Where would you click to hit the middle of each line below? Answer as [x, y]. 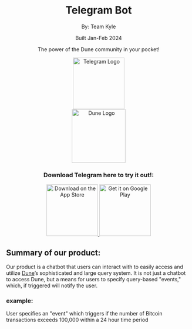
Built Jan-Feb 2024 [99, 38]
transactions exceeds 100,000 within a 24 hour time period [77, 320]
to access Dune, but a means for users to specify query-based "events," [93, 280]
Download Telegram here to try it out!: [99, 175]
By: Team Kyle [99, 26]
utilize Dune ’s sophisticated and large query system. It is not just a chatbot [96, 273]
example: [20, 301]
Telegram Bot [99, 10]
